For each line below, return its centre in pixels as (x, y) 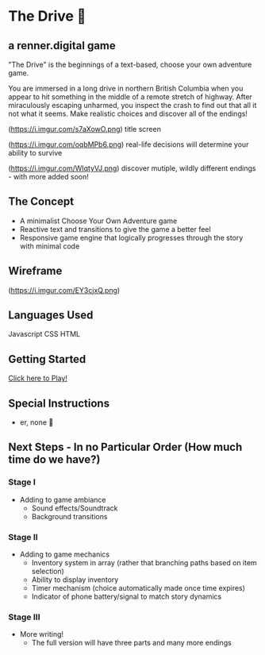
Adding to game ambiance (63, 499)
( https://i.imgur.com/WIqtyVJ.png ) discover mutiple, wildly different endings (132, 168)
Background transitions (69, 516)
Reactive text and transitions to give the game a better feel (115, 229)
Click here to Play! (38, 378)
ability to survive (35, 153)
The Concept (41, 202)
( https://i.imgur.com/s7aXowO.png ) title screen (84, 129)
